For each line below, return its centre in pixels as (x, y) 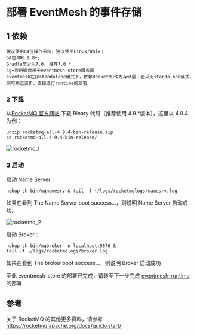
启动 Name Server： (31, 179)
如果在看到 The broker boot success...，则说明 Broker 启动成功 (84, 263)
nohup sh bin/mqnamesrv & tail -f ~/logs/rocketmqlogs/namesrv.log (92, 191)
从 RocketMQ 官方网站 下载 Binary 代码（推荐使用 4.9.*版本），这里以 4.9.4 (97, 114)
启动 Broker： (23, 234)
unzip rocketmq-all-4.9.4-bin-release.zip (60, 132)
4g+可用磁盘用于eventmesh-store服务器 (50, 71)
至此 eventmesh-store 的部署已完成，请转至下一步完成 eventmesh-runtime (98, 275)
